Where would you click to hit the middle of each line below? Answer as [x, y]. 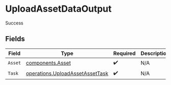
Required [124, 53]
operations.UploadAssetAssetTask [67, 73]
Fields [15, 39]
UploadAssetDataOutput [59, 9]
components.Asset [48, 63]
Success [15, 23]
